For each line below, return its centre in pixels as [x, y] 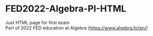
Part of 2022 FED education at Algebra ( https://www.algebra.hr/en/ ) [77, 27]
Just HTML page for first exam [37, 22]
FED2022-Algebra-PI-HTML [66, 9]
